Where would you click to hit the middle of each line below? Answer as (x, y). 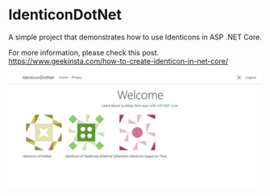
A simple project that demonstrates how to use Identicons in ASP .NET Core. (135, 37)
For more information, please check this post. (84, 52)
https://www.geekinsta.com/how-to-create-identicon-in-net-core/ (118, 61)
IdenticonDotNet (65, 15)
